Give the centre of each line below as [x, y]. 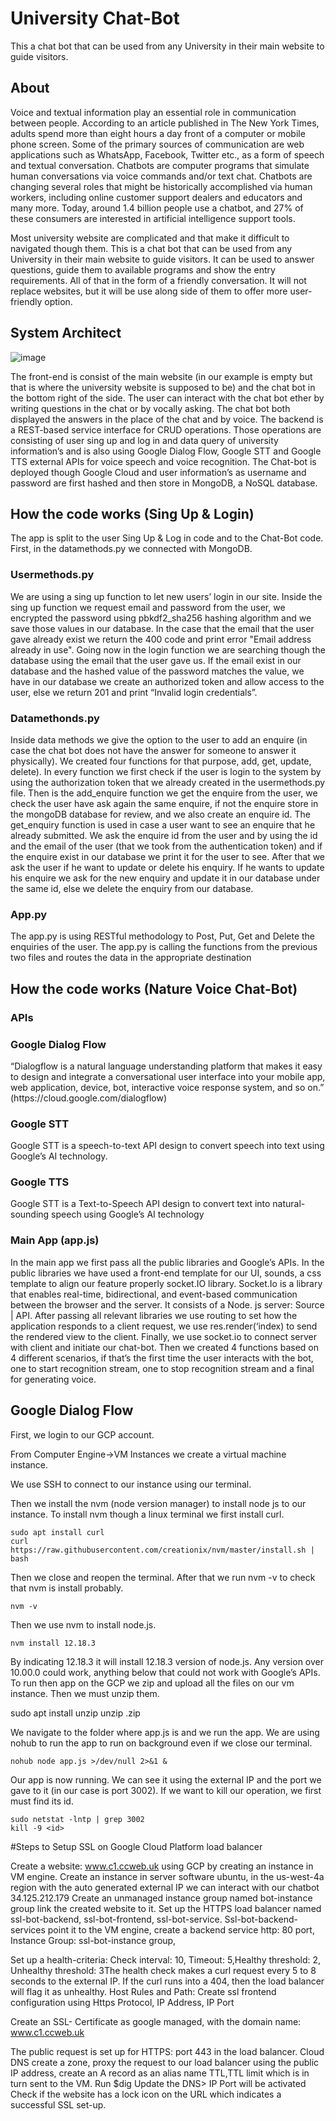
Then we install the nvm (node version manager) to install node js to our [158, 1503]
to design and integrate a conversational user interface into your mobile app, [168, 1076]
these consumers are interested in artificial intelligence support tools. [153, 218]
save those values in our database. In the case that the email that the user [162, 628]
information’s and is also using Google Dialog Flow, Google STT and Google [166, 451]
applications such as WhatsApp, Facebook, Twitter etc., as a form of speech [167, 154]
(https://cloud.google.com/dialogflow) [89, 1098]
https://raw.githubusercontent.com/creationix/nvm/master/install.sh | [162, 1550]
